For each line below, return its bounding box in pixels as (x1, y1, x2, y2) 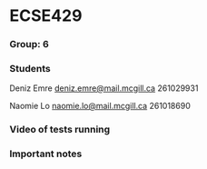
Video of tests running (9, 124, 111, 136)
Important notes (9, 147, 83, 160)
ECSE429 (9, 5, 83, 26)
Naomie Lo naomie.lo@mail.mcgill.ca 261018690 (9, 101, 191, 112)
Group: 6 (9, 38, 50, 51)
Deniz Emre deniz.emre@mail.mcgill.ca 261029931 (9, 83, 199, 94)
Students (9, 63, 52, 75)
